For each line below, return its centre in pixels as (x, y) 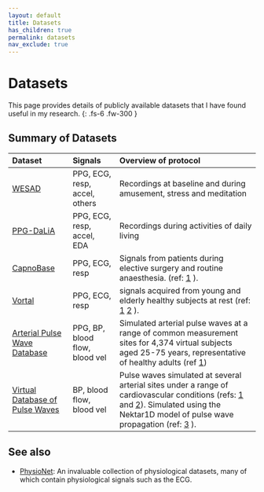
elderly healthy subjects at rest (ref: (185, 300)
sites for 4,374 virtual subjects (176, 343)
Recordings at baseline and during (182, 183)
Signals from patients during (171, 258)
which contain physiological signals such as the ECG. (106, 479)
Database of (35, 399)
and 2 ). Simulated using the (170, 404)
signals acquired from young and (180, 290)
